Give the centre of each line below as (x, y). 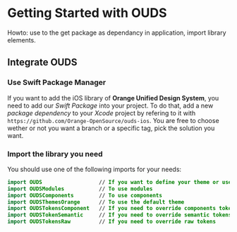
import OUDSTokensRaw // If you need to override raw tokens (112, 222)
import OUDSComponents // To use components (85, 195)
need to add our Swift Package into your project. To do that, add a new (110, 105)
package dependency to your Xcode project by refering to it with (102, 113)
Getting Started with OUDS (87, 13)
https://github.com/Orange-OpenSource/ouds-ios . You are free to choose (114, 120)
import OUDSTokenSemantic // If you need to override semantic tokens (120, 215)
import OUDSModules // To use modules (80, 189)
